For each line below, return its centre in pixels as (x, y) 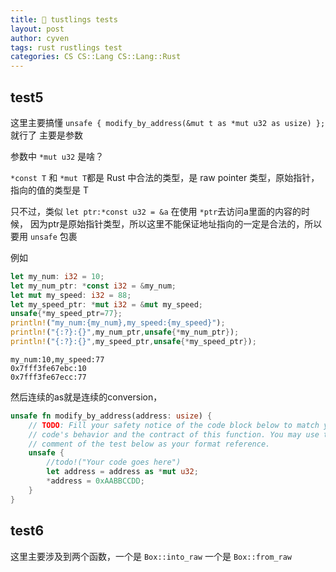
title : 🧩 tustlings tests (64, 19)
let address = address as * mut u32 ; (122, 472)
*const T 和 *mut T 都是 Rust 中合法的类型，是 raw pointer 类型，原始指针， (165, 177)
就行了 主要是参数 (46, 135)
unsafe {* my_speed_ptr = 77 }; (66, 314)
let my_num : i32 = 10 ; (57, 276)
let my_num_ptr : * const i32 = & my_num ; (93, 286)
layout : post (37, 29)
